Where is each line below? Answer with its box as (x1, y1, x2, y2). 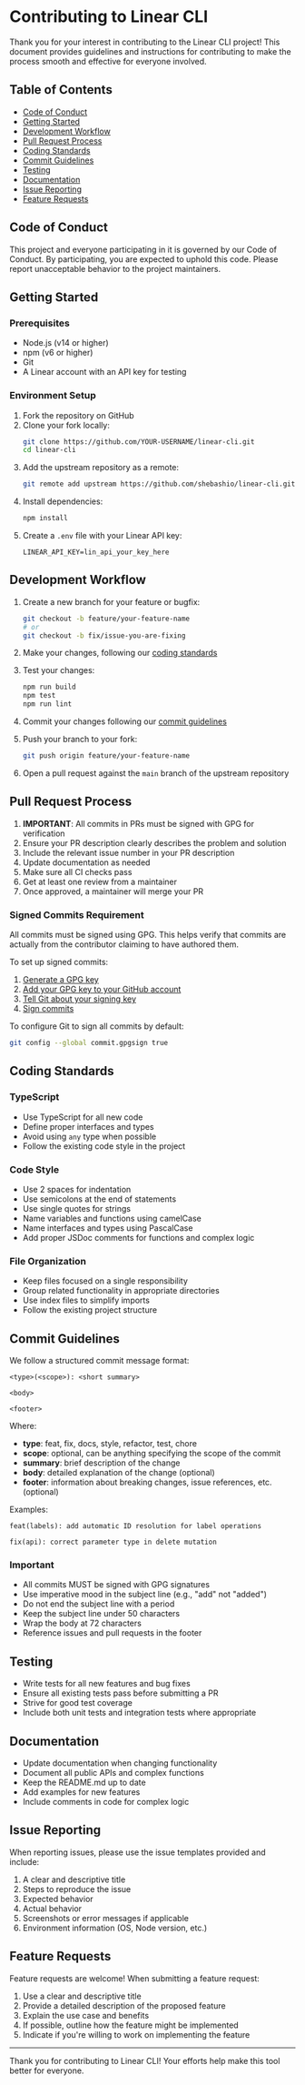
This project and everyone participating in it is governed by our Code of (9, 244, 277, 255)
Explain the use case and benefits (22, 2009, 150, 2020)
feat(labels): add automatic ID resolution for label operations (9, 1522, 261, 1531)
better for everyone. (9, 2065, 84, 2076)
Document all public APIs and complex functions (22, 1767, 204, 1778)
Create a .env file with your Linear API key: (22, 530, 182, 541)
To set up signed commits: (9, 957, 109, 968)
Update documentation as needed (22, 857, 151, 868)
